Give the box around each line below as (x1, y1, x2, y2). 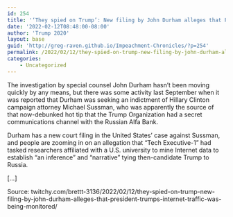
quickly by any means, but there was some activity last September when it (7, 88, 220, 96)
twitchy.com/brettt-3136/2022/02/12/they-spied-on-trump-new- (31, 187, 215, 196)
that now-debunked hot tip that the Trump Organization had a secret (7, 110, 202, 119)
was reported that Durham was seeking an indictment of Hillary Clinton (7, 95, 210, 104)
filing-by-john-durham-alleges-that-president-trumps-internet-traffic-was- (7, 195, 222, 203)
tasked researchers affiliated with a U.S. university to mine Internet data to (7, 146, 219, 154)
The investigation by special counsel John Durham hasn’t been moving (7, 80, 210, 89)
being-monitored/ (7, 202, 58, 210)
